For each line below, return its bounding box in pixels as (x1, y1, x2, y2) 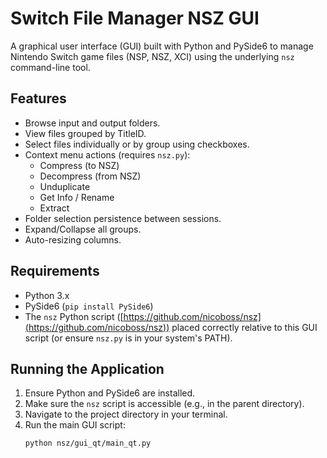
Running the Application (10, 360, 165, 377)
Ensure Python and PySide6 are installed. (24, 387, 196, 399)
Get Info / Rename (39, 191, 115, 203)
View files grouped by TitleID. (24, 127, 147, 139)
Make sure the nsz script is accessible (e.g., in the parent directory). (24, 398, 305, 410)
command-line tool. (10, 61, 91, 73)
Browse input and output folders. (24, 117, 161, 129)
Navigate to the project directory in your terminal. (24, 408, 228, 421)
